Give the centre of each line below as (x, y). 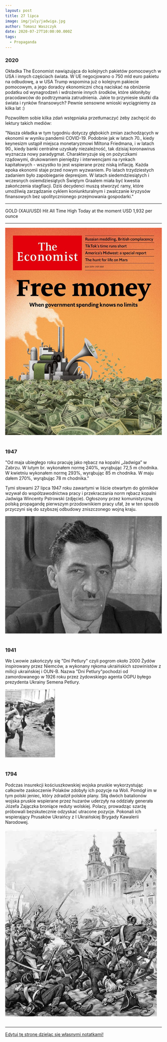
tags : (11, 37)
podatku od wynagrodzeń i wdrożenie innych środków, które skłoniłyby (78, 92)
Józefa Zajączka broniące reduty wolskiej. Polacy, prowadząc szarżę (76, 806)
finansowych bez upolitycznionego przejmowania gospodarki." (70, 197)
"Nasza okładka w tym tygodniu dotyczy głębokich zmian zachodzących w (82, 133)
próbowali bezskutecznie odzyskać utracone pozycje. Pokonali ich (73, 811)
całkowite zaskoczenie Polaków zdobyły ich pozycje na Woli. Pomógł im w (81, 790)
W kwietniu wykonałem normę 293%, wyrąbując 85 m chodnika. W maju (80, 473)
